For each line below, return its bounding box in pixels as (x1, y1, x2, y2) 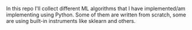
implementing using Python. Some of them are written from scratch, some (6, 11, 186, 18)
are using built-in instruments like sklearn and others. (6, 18, 136, 24)
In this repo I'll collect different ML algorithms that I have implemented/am (6, 5, 186, 12)
